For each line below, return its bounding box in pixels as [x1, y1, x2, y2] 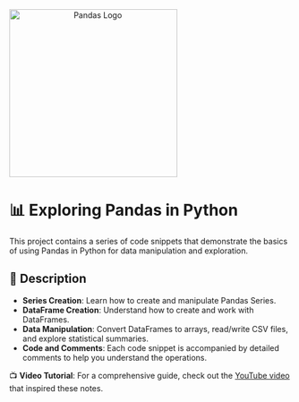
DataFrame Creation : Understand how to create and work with [21, 304, 254, 315]
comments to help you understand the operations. [21, 352, 208, 363]
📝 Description [9, 271, 87, 287]
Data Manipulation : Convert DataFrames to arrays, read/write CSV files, [21, 323, 288, 334]
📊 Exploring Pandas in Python [9, 201, 239, 220]
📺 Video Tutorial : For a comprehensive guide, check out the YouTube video [9, 370, 290, 381]
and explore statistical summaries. [21, 333, 149, 344]
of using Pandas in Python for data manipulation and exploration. [9, 245, 249, 256]
